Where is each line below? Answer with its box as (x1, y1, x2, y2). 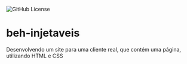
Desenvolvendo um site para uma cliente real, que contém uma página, (6, 46, 181, 53)
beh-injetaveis (6, 27, 80, 40)
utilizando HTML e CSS (6, 52, 64, 59)
